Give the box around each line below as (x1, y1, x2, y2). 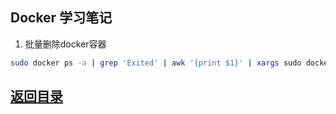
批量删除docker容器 (24, 38, 107, 50)
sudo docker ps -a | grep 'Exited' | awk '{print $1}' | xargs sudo (10, 58, 302, 68)
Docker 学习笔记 (10, 9, 113, 27)
